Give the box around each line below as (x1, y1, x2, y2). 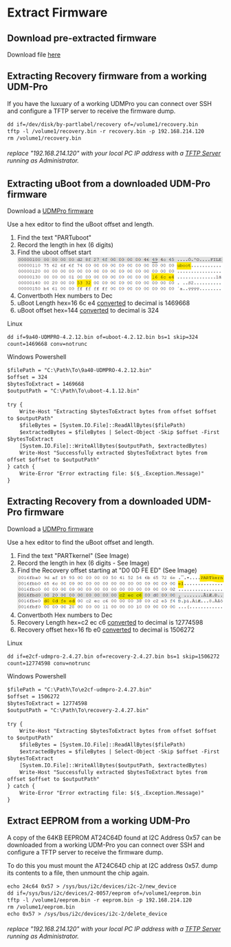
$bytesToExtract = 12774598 (7, 700, 88, 707)
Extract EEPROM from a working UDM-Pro (7, 815, 190, 827)
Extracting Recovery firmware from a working (7, 70, 208, 82)
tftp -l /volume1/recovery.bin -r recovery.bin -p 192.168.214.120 (7, 127, 205, 135)
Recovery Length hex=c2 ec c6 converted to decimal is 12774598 (16, 618, 203, 627)
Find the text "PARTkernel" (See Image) (16, 551, 129, 559)
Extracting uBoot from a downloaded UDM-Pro (7, 178, 211, 190)
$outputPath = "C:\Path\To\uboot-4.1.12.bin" (7, 388, 140, 395)
